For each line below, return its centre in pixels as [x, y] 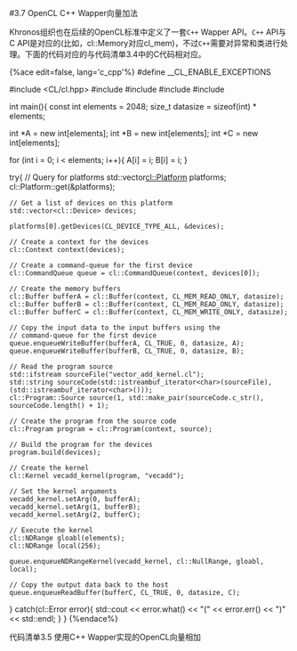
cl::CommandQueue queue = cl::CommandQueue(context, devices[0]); [135, 273]
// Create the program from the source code [93, 421]
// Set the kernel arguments [63, 492]
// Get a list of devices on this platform [91, 203]
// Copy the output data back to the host [89, 585]
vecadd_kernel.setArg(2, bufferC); [75, 515]
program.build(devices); [55, 452]
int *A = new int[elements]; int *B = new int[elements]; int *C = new [134, 133]
